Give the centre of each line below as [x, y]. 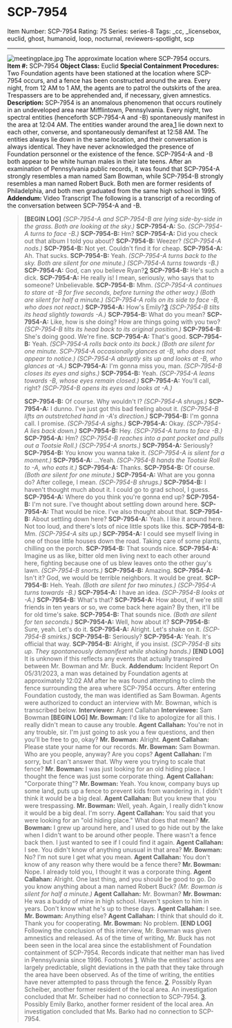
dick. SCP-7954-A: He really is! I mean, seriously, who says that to [119, 277]
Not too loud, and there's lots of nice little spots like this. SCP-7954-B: [124, 526]
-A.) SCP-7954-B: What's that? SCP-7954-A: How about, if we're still [123, 600]
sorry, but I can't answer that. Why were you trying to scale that [115, 761]
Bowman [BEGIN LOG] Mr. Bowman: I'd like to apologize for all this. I [122, 717]
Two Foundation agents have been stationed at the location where [101, 73]
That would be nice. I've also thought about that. [119, 511]
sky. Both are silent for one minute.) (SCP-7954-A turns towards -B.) [122, 263]
